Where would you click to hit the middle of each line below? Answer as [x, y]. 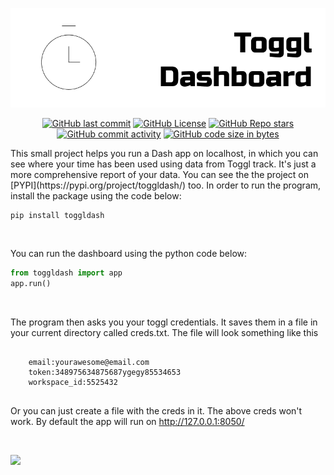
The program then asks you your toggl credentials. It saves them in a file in [164, 322]
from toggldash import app [66, 273]
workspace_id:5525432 [73, 382]
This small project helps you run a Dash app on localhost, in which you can [164, 153]
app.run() [31, 283]
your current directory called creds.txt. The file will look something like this [164, 332]
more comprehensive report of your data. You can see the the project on [160, 174]
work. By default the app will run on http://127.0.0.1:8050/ [127, 421]
